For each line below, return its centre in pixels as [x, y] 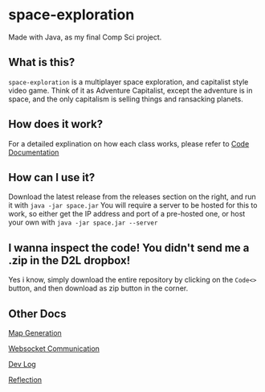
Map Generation [35, 333]
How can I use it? [52, 177]
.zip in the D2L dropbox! [69, 260]
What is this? [42, 62]
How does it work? [56, 124]
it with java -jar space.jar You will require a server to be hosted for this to [133, 205]
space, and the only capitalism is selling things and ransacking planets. [126, 99]
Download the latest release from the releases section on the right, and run [132, 197]
